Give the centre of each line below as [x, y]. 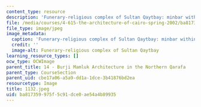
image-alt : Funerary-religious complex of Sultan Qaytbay [86, 51]
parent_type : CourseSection [41, 73]
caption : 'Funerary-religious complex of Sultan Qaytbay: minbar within [104, 39]
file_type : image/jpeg [34, 28]
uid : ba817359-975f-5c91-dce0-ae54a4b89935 [61, 95]
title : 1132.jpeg [28, 89]
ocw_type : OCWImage [31, 61]
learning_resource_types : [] [42, 56]
